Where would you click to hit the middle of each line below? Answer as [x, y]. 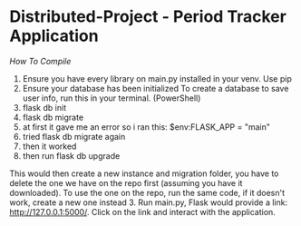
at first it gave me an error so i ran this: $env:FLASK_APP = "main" [146, 127]
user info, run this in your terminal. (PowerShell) [112, 98]
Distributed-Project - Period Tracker [148, 17]
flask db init [44, 107]
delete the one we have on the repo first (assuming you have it [126, 182]
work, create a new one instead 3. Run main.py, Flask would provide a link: [149, 202]
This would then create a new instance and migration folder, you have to [144, 173]
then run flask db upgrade [71, 155]
